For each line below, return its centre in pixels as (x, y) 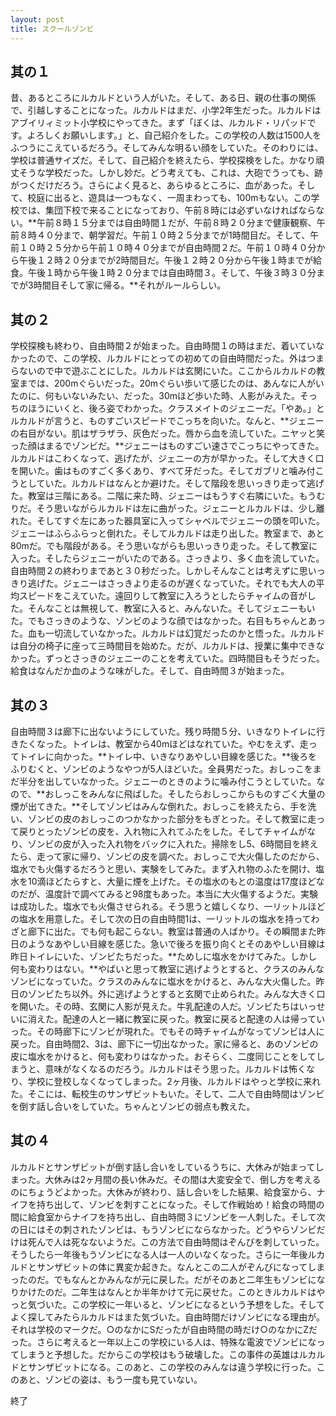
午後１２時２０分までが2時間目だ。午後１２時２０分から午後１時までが (166, 260)
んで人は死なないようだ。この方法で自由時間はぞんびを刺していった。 (180, 1242)
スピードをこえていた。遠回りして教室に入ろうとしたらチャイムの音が (163, 596)
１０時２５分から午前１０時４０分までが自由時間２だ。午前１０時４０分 (167, 248)
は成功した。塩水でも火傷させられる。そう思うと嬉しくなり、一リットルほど (168, 906)
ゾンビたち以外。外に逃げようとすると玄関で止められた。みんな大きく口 (176, 993)
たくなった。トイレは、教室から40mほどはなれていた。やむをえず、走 (163, 743)
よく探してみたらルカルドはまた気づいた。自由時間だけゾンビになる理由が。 (167, 1317)
